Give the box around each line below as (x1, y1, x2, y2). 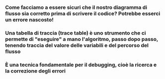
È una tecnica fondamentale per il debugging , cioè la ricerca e (5, 61, 157, 68)
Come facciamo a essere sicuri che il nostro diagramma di (5, 4, 148, 11)
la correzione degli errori (5, 67, 66, 74)
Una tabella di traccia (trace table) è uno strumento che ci (5, 29, 146, 36)
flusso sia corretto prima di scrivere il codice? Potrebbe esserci (5, 10, 161, 17)
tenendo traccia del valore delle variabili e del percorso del (5, 41, 149, 48)
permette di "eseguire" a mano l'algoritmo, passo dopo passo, (5, 36, 159, 42)
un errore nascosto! (5, 16, 54, 23)
